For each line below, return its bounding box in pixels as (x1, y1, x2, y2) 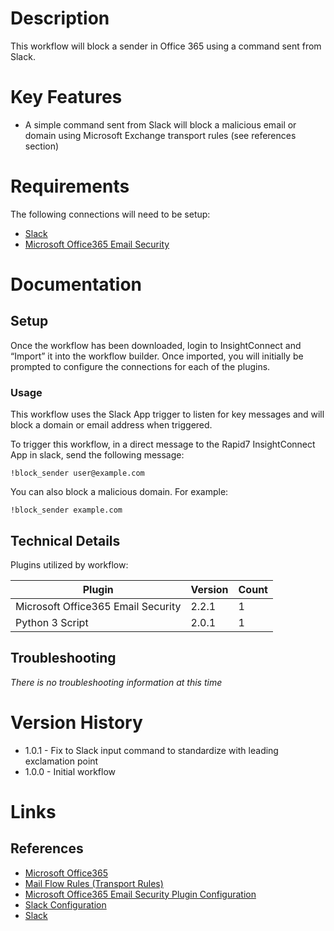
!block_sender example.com (10, 505, 123, 516)
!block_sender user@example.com (10, 468, 145, 479)
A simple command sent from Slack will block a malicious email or (24, 118, 297, 131)
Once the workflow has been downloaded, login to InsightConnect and (10, 339, 302, 351)
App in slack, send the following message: (10, 449, 185, 461)
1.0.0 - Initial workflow (24, 765, 116, 777)
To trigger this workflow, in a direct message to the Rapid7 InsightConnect (10, 438, 316, 451)
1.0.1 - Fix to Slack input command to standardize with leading (24, 744, 279, 756)
